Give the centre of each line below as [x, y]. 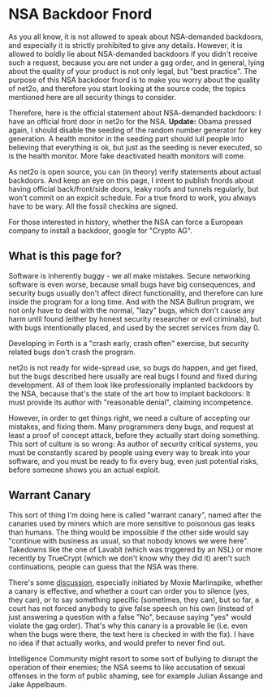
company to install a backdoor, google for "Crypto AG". [100, 230]
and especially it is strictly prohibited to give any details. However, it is [125, 45]
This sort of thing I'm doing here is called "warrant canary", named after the [135, 515]
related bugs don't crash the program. [72, 352]
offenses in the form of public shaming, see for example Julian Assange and [136, 676]
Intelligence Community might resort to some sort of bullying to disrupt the [133, 658]
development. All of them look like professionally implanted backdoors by [131, 385]
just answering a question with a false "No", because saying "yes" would [130, 617]
